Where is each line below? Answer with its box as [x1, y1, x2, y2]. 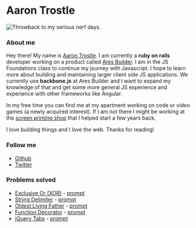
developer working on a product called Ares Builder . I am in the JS [6, 58, 169, 66]
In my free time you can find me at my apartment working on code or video [6, 102, 191, 109]
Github [14, 154, 32, 162]
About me [6, 38, 36, 47]
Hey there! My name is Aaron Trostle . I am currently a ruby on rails [6, 52, 170, 59]
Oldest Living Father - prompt [14, 202, 88, 209]
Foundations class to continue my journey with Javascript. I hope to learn [6, 65, 186, 72]
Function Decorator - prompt [14, 208, 86, 215]
